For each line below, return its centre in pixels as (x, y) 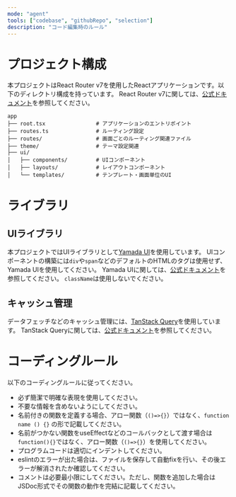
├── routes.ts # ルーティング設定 (76, 132)
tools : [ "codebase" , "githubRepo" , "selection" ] (80, 21)
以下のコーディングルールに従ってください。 (72, 382)
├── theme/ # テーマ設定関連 (73, 147)
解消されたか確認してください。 (83, 469)
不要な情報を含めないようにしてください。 (79, 406)
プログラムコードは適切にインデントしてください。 (92, 451)
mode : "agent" (28, 14)
